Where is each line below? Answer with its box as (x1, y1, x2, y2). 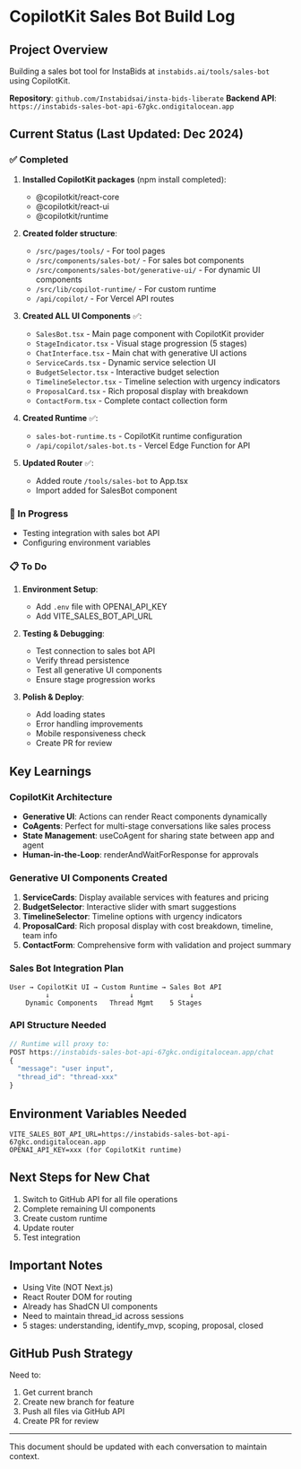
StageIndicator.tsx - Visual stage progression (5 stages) (35, 338, 248, 348)
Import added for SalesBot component (35, 485, 177, 496)
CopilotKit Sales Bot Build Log (9, 6, 236, 27)
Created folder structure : (21, 227, 118, 239)
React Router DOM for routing (21, 1291, 133, 1302)
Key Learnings (9, 763, 92, 778)
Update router (21, 1222, 74, 1233)
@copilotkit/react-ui (35, 200, 110, 212)
